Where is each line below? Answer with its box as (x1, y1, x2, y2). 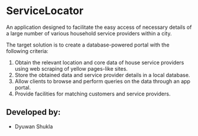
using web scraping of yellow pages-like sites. (14, 65, 128, 72)
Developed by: (6, 107, 61, 117)
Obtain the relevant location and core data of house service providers (14, 59, 184, 66)
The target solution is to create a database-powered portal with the (6, 41, 170, 48)
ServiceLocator (6, 4, 84, 18)
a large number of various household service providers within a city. (6, 29, 172, 37)
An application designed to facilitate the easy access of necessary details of (6, 24, 192, 31)
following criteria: (6, 47, 48, 54)
